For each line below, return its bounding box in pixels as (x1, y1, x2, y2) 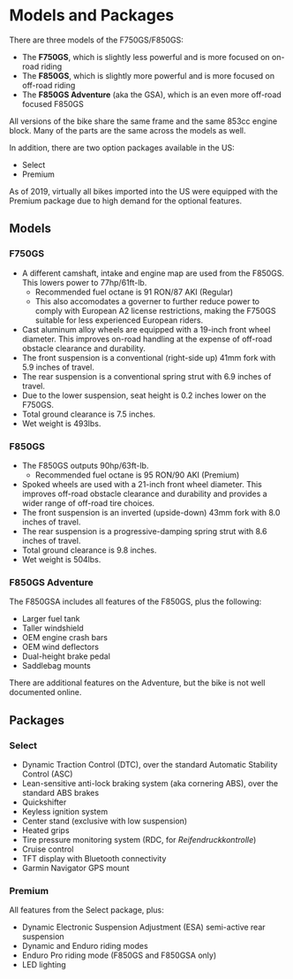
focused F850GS (21, 98, 84, 109)
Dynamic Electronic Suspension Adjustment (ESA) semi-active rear (21, 922, 267, 933)
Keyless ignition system (21, 806, 109, 816)
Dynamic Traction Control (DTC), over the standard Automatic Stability (21, 759, 278, 769)
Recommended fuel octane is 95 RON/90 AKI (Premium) (34, 470, 240, 480)
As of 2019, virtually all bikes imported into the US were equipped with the (9, 186, 278, 196)
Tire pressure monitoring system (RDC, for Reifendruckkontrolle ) (21, 834, 257, 845)
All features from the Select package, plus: (9, 905, 165, 915)
